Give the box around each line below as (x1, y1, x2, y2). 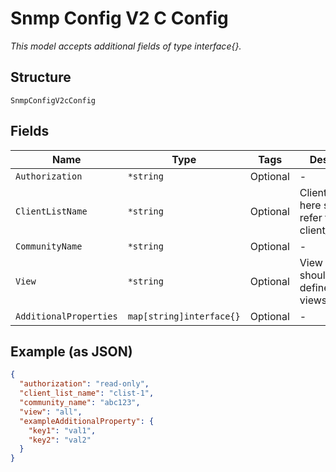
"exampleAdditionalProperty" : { (19, 416, 155, 426)
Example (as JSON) (10, 343, 133, 360)
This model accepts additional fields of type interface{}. (10, 40, 242, 52)
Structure (10, 69, 72, 86)
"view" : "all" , (19, 407, 83, 417)
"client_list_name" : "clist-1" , (19, 388, 155, 399)
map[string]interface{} (127, 310, 241, 322)
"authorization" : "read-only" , (19, 379, 150, 389)
